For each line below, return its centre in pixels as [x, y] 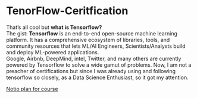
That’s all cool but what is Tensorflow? [54, 27]
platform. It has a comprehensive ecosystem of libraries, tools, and [88, 40]
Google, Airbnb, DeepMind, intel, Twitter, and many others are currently [94, 58]
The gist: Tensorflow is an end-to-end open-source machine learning [92, 33]
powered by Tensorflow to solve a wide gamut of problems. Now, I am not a [99, 65]
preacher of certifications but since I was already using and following [91, 71]
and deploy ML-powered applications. [53, 52]
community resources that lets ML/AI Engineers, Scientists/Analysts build [96, 46]
